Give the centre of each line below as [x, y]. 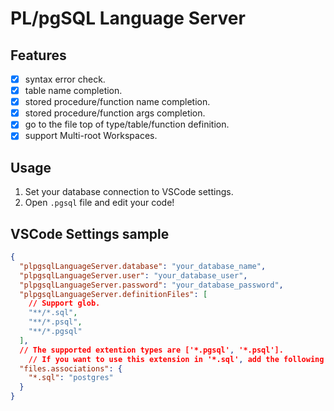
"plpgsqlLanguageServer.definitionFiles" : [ [113, 294]
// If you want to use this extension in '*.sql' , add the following [176, 359]
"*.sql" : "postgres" [71, 378]
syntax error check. [65, 79]
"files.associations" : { [71, 368]
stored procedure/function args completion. [115, 113]
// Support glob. [64, 303]
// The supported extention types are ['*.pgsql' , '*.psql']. [151, 350]
